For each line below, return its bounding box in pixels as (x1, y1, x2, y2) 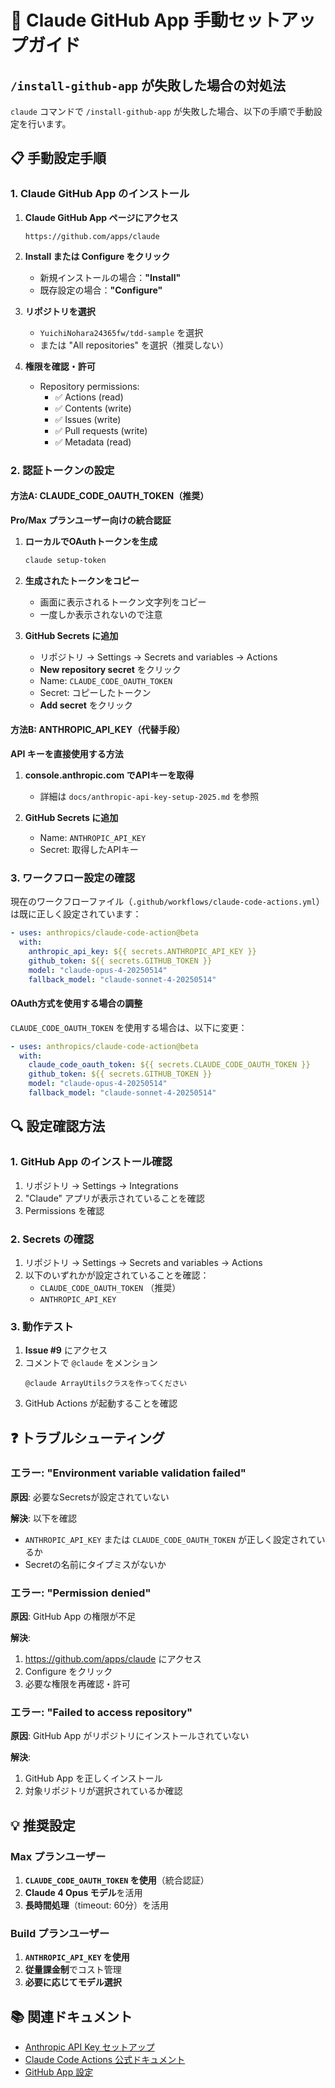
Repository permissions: (39, 380, 140, 392)
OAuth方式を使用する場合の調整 (10, 997, 143, 1010)
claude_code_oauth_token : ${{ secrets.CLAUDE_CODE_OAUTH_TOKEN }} (28, 1060, 311, 1070)
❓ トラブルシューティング (10, 1429, 166, 1446)
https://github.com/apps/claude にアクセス (24, 1653, 202, 1665)
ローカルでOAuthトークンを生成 (24, 535, 158, 547)
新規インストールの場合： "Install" (39, 271, 182, 283)
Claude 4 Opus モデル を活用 (24, 1887, 143, 1899)
